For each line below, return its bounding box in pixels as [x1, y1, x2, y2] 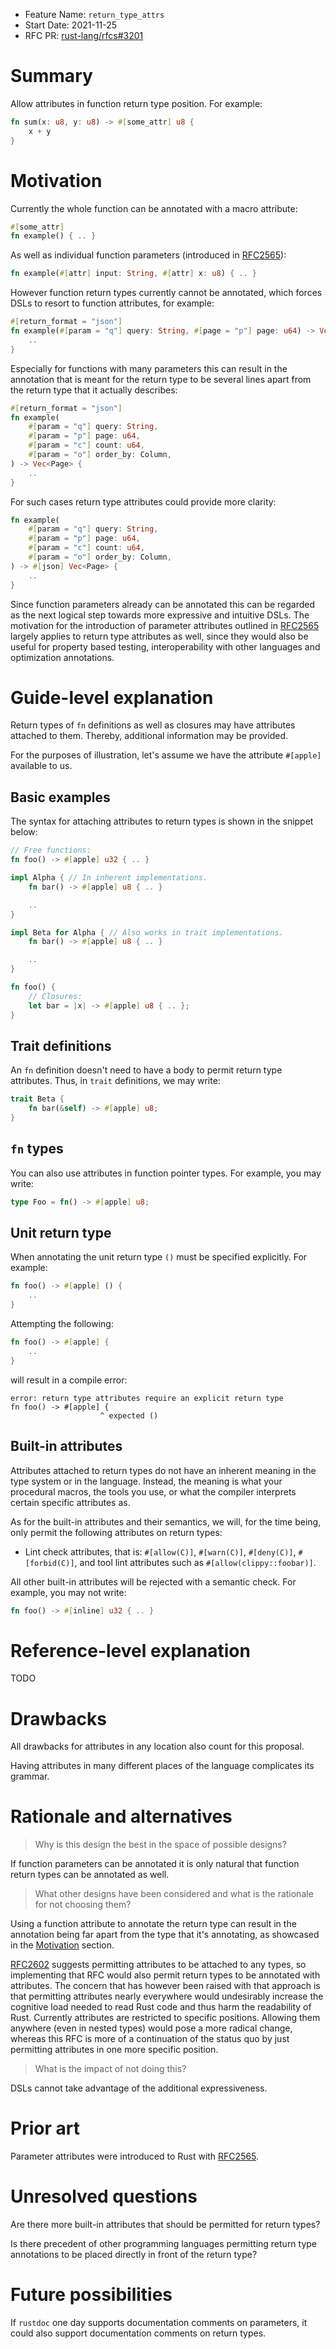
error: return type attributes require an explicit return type [10, 1393, 284, 1403]
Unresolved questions [10, 2185, 198, 2208]
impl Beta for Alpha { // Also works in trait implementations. [10, 927, 284, 938]
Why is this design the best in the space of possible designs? [34, 1839, 287, 1851]
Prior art [10, 2117, 80, 2140]
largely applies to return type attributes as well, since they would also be [10, 630, 309, 642]
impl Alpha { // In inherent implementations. [10, 873, 208, 883]
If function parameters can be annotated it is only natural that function [10, 1858, 300, 1870]
